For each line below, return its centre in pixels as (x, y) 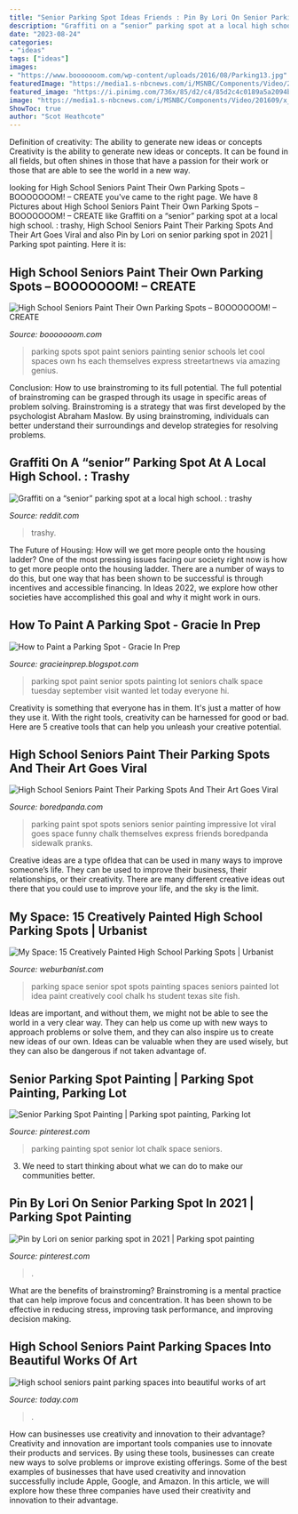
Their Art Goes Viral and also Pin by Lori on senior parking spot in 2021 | (141, 235)
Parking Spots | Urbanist (78, 930)
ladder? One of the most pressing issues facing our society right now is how (149, 559)
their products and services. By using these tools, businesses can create (142, 1453)
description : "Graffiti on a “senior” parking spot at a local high (138, 26)
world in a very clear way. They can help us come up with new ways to (138, 1023)
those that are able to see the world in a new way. (100, 171)
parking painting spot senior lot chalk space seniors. (127, 1149)
